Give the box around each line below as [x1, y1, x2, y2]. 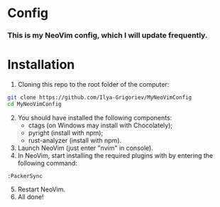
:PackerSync [7, 172, 43, 179]
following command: [17, 159, 78, 167]
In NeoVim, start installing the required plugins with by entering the [17, 151, 214, 159]
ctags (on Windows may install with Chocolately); [28, 121, 172, 129]
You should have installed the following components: [17, 113, 172, 122]
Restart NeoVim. [17, 185, 66, 193]
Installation [7, 57, 75, 73]
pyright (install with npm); [28, 128, 104, 137]
